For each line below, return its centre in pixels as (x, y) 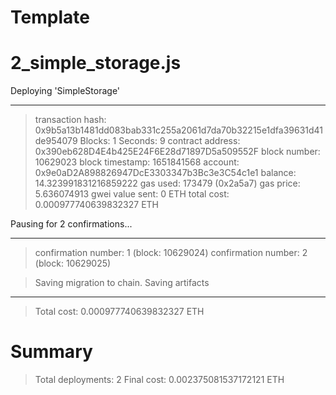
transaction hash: (70, 120)
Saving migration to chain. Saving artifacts (122, 283)
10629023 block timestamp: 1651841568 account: (137, 162)
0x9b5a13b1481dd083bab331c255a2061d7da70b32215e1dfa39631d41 (179, 130)
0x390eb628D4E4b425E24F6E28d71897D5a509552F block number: (177, 152)
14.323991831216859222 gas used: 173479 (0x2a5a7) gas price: (167, 183)
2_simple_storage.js (96, 63)
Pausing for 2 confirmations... (71, 224)
